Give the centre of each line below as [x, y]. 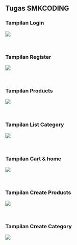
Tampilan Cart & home [33, 159]
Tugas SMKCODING [37, 8]
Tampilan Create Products [38, 192]
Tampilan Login [25, 23]
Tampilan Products [29, 90]
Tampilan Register [28, 57]
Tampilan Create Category [39, 227]
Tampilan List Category [35, 125]
